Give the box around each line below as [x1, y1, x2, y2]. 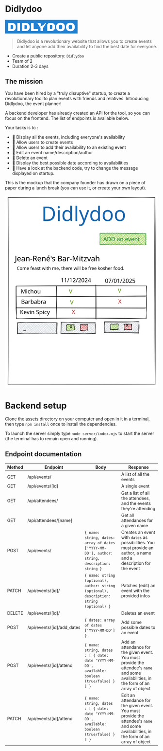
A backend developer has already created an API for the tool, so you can [5, 110, 150, 116]
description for [121, 560, 151, 566]
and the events [121, 500, 151, 506]
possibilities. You [121, 540, 155, 546]
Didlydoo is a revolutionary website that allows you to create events [16, 38, 152, 44]
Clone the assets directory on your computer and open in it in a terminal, [5, 416, 150, 422]
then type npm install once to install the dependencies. [5, 421, 117, 427]
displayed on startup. [12, 170, 55, 176]
